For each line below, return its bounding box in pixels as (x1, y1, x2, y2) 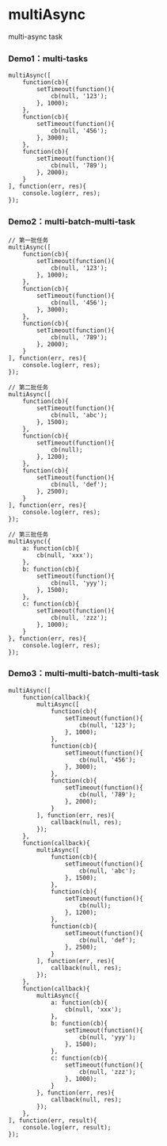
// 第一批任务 (8, 236, 49, 244)
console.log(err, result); (22, 1123, 112, 1131)
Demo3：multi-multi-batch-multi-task (8, 668, 160, 679)
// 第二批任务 (8, 383, 49, 392)
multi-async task (8, 32, 63, 41)
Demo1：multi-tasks (8, 53, 89, 64)
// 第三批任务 (8, 530, 49, 538)
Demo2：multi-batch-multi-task (8, 216, 136, 227)
